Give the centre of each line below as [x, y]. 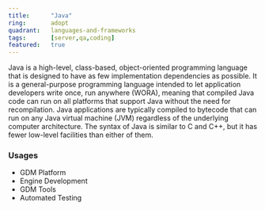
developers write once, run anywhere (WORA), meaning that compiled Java [131, 93]
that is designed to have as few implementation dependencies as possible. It [132, 76]
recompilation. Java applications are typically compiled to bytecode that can [132, 110]
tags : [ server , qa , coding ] [61, 38]
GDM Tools [38, 189]
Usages [23, 155]
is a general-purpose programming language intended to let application [125, 85]
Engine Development [54, 181]
